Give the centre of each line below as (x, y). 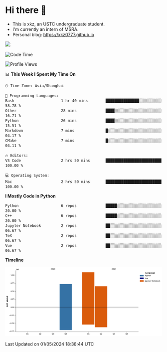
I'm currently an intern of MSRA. (45, 29)
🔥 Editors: (17, 156)
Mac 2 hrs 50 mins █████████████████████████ (83, 181)
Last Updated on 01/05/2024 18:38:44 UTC (50, 344)
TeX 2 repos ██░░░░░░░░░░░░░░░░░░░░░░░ (83, 236)
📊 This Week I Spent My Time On (40, 74)
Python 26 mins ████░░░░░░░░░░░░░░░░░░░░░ (83, 121)
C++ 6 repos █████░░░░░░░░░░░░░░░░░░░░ (83, 216)
